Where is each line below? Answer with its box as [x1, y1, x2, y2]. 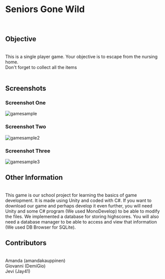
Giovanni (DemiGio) [5, 263, 46, 269]
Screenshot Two [5, 123, 46, 130]
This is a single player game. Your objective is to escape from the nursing [5, 53, 158, 59]
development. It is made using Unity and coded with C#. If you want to [5, 197, 152, 203]
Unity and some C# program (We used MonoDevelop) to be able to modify [5, 208, 160, 214]
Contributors [5, 239, 47, 247]
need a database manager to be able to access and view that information [5, 219, 157, 225]
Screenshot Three [5, 147, 50, 154]
